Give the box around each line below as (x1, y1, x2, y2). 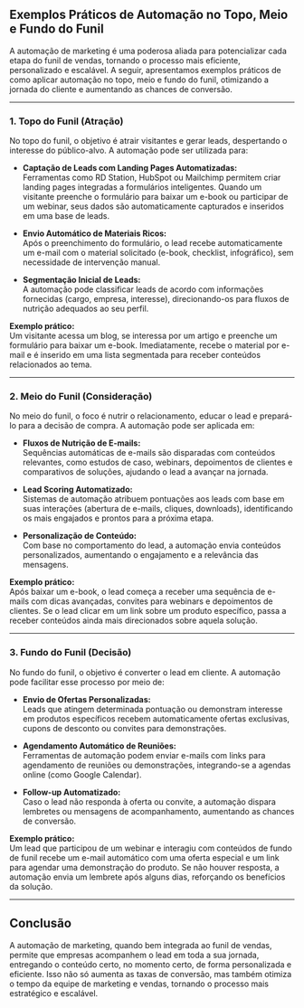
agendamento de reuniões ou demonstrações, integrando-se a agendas (22, 759, 291, 770)
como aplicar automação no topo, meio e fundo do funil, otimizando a (9, 74, 270, 85)
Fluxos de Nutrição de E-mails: (22, 438, 141, 448)
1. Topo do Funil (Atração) (9, 115, 124, 127)
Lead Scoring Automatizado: (22, 484, 133, 495)
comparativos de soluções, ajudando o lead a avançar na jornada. (22, 466, 269, 477)
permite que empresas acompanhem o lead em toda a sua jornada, (9, 949, 260, 960)
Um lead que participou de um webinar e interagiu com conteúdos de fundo (9, 843, 292, 853)
